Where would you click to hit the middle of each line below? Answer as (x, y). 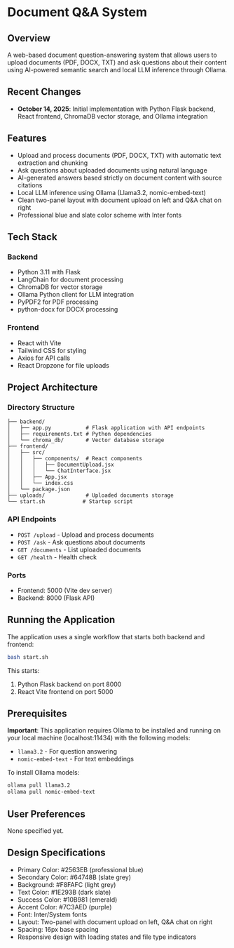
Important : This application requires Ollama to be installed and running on (114, 730)
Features (27, 139)
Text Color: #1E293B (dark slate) (64, 892)
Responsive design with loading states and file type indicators (107, 937)
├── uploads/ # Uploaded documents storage (90, 495)
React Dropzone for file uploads (63, 365)
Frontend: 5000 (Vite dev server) (65, 590)
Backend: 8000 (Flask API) (56, 598)
